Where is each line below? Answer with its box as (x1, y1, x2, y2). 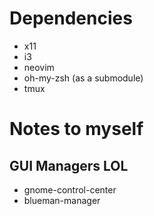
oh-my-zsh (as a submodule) (23, 72, 144, 84)
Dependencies (9, 7, 133, 30)
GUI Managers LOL (9, 157, 129, 174)
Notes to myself (9, 118, 144, 141)
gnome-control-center (23, 183, 117, 196)
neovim (23, 61, 55, 73)
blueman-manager (23, 194, 101, 206)
